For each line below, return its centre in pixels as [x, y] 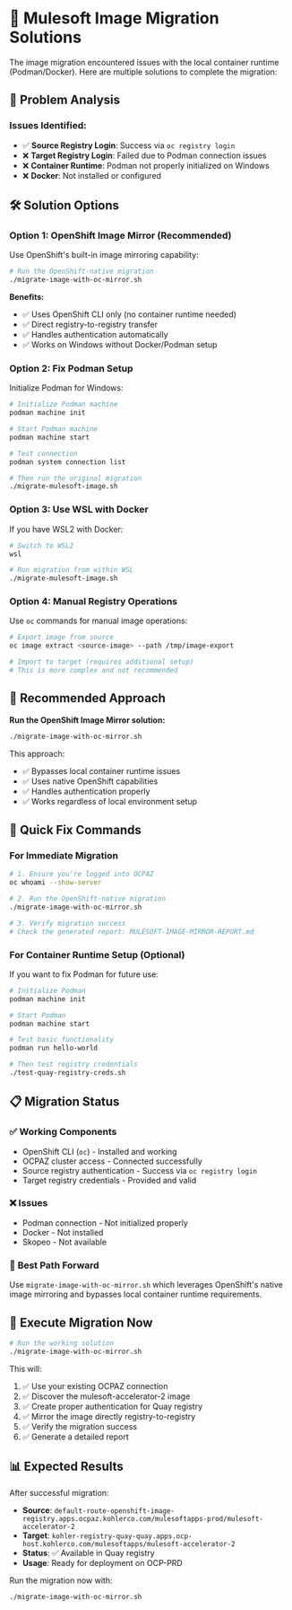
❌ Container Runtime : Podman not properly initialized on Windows [146, 165]
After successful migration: [59, 1492]
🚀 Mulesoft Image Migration [114, 18]
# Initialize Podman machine [64, 405]
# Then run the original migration [76, 478]
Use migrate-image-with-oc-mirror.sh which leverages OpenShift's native [146, 1285]
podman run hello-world [54, 1048]
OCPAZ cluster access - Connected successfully [112, 1161]
